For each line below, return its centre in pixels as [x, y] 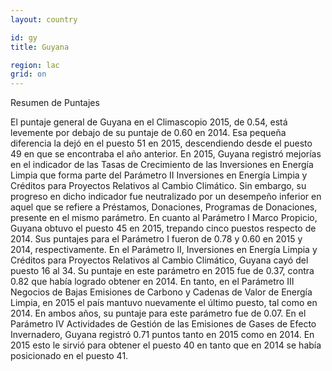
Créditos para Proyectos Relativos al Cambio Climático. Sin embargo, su [158, 186]
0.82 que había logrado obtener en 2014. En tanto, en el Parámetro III [152, 282]
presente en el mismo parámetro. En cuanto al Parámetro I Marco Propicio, [164, 218]
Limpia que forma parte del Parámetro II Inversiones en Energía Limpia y [159, 175]
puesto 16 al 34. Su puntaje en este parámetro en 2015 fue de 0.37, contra [162, 271]
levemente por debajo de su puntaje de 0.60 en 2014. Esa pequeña [148, 133]
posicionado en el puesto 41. [69, 356]
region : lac [35, 65]
